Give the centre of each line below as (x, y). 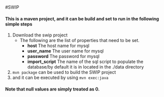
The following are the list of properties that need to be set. (80, 40)
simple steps (19, 24)
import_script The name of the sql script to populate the (85, 61)
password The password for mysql (63, 56)
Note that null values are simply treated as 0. (52, 89)
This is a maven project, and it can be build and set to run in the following (82, 18)
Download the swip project (40, 35)
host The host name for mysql (58, 46)
